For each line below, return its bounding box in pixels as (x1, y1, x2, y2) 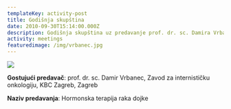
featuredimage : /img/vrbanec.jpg (7, 42, 103, 49)
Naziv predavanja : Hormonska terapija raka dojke (7, 94, 149, 102)
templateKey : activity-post (7, 10, 88, 17)
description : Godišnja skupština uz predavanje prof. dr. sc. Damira (7, 29, 211, 36)
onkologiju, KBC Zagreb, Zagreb (7, 81, 98, 89)
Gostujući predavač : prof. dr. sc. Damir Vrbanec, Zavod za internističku (7, 73, 210, 82)
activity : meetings (7, 36, 63, 43)
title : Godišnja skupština (7, 16, 85, 23)
